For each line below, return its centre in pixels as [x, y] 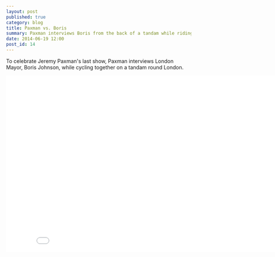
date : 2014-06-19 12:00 [35, 39]
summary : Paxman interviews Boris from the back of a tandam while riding [100, 34]
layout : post [22, 11]
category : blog [25, 22]
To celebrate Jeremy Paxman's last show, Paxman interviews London [90, 61]
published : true [26, 17]
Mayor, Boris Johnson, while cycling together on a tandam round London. [95, 67]
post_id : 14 [21, 45]
